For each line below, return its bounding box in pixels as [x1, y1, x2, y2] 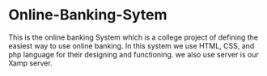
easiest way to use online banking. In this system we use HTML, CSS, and [8, 40, 255, 50]
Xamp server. [8, 58, 53, 68]
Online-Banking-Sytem [8, 6, 167, 24]
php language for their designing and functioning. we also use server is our [8, 49, 259, 59]
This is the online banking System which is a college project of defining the [8, 32, 259, 42]
